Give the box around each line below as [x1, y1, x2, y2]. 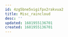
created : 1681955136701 [5, 25, 53, 30]
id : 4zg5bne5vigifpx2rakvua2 [5, 7, 64, 12]
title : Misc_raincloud [5, 12, 51, 16]
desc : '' [5, 16, 23, 21]
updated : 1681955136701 [5, 20, 53, 25]
